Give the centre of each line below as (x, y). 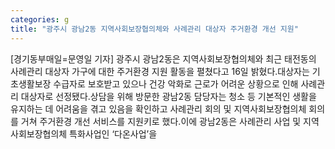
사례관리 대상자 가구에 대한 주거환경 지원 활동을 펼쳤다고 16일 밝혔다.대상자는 (160, 71)
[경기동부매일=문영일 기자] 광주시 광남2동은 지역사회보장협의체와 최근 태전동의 (163, 58)
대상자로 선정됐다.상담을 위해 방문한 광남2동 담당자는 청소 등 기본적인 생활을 (168, 96)
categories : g (40, 19)
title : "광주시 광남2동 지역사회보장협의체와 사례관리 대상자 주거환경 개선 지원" (154, 29)
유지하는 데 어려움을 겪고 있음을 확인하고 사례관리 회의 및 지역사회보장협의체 (158, 108)
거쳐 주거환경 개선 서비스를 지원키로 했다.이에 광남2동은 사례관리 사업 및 (161, 121)
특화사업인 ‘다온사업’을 (113, 133)
